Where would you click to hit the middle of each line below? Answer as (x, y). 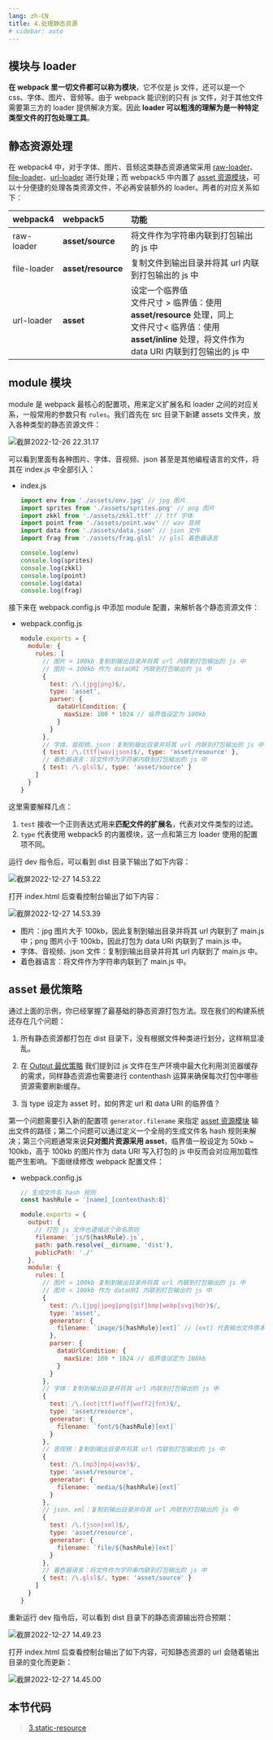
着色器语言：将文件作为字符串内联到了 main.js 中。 (105, 961)
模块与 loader (43, 66)
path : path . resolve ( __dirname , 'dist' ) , (104, 1245)
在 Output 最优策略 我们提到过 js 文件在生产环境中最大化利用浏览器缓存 (139, 1065)
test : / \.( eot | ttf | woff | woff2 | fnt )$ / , (115, 1404)
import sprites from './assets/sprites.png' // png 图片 (117, 508)
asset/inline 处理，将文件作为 (188, 339)
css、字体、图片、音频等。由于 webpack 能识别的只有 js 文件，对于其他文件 (136, 98)
